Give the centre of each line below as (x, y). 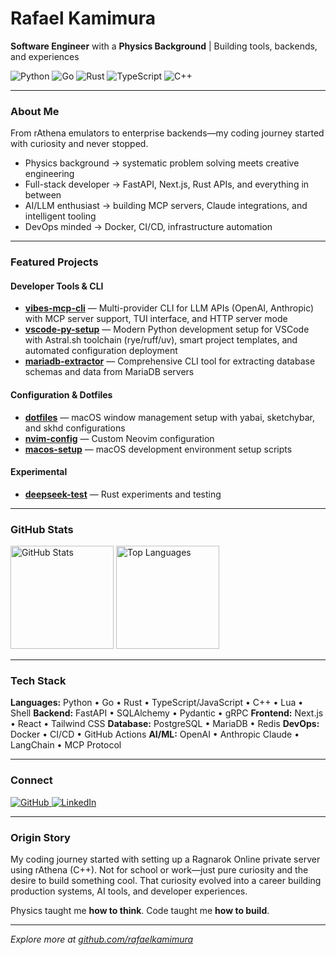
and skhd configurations (75, 428)
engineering (49, 174)
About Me (35, 111)
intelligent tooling (60, 216)
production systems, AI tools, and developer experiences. (129, 891)
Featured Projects (54, 262)
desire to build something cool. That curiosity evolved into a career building (166, 880)
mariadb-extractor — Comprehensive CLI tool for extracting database (170, 361)
